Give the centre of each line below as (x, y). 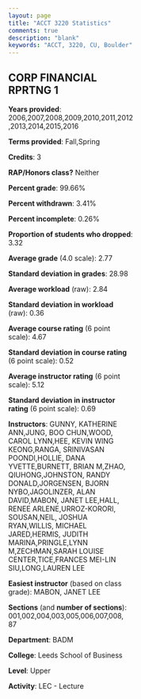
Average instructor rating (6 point (64, 376)
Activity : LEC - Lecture (46, 685)
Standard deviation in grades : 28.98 (68, 273)
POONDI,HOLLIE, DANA (47, 457)
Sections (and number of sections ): (67, 607)
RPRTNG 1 (34, 90)
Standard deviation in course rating (68, 352)
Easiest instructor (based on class (65, 583)
